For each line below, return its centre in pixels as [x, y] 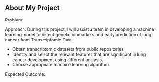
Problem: [14, 20]
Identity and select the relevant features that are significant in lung [79, 54]
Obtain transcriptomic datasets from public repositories [68, 49]
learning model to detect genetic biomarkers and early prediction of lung [78, 34]
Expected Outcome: [25, 74]
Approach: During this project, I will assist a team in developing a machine [79, 29]
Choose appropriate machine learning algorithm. [61, 64]
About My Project [32, 8]
